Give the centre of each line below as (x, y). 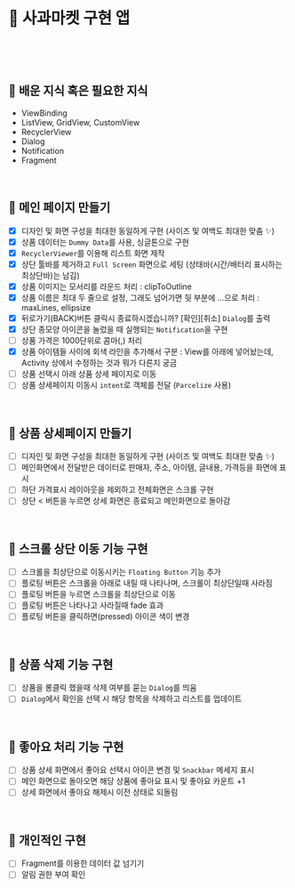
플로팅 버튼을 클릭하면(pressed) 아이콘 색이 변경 (105, 617)
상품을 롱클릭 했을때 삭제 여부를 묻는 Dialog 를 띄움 (109, 688)
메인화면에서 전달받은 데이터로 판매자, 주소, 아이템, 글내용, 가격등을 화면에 (149, 467)
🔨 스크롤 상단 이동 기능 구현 (78, 549)
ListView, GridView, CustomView (80, 122)
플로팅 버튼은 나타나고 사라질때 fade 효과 (92, 605)
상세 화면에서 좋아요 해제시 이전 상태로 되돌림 (100, 792)
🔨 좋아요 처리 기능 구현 (66, 747)
